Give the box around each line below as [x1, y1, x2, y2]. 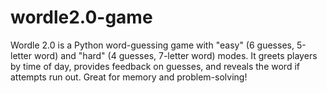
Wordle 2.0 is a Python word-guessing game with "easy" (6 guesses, [10, 39, 295, 51]
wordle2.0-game [10, 6, 153, 29]
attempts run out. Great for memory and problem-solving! [10, 71, 248, 83]
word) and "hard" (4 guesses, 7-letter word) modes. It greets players [33, 49, 318, 61]
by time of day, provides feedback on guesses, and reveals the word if [10, 60, 300, 72]
